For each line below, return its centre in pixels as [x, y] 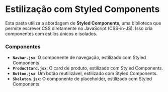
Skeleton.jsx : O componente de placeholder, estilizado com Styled [82, 79]
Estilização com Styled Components [82, 9]
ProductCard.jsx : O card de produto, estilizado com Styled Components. [88, 68]
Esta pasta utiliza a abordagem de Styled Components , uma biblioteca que [83, 23]
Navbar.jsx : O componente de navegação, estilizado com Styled [79, 57]
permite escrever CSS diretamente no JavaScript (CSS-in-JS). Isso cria [79, 28]
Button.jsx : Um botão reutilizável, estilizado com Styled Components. [85, 73]
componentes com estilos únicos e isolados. [51, 33]
